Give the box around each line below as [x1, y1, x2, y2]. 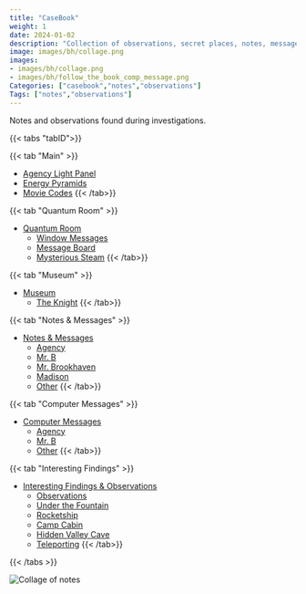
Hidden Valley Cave [36, 528, 110, 539]
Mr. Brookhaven [36, 361, 97, 372]
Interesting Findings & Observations [22, 480, 158, 491]
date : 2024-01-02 [9, 30, 76, 39]
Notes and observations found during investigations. [9, 115, 207, 126]
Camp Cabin [36, 519, 84, 530]
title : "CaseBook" [9, 13, 79, 23]
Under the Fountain [36, 499, 109, 511]
